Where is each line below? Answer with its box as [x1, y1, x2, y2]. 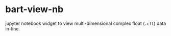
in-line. [5, 25, 20, 31]
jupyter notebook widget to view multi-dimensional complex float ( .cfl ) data [5, 20, 166, 26]
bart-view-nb [5, 4, 64, 15]
